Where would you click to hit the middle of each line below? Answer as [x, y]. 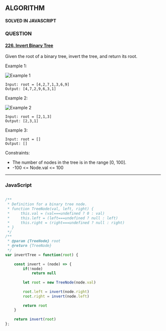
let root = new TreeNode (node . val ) [60, 283]
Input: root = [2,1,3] [28, 117]
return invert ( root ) [35, 319]
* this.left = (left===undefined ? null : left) [63, 218]
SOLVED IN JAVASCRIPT [31, 21]
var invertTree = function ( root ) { [42, 255]
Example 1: [16, 66]
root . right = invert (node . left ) [56, 296]
